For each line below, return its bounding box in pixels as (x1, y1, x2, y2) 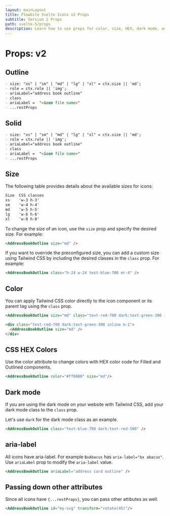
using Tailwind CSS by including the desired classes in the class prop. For (5, 255, 159, 261)
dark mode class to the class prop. (5, 407, 78, 413)
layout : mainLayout (5, 7, 47, 13)
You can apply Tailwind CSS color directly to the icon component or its (5, 298, 152, 304)
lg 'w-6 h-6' (5, 212, 39, 217)
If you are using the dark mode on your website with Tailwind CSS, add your (5, 401, 163, 407)
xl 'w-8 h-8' (5, 216, 39, 221)
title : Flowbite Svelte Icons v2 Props (5, 12, 90, 17)
